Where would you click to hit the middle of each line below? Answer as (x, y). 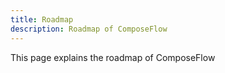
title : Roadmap (42, 19)
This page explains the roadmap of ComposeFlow (113, 57)
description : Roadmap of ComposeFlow (89, 29)
